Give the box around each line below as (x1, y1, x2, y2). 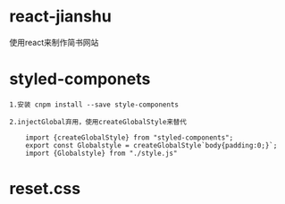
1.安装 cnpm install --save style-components (9, 100, 179, 109)
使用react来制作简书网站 (9, 37, 99, 47)
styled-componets (9, 69, 151, 89)
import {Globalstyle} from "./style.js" (25, 149, 178, 157)
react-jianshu (9, 6, 112, 27)
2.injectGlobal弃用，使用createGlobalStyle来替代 (9, 117, 188, 126)
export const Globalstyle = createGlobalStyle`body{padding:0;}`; (25, 140, 278, 149)
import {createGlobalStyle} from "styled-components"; (25, 132, 234, 142)
